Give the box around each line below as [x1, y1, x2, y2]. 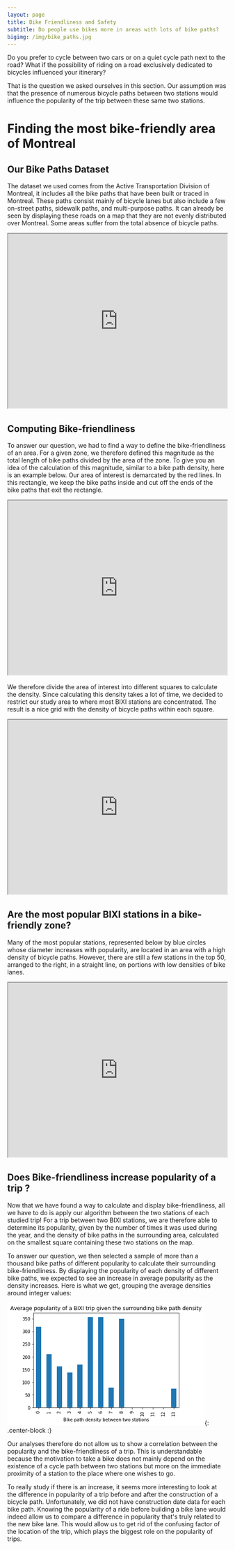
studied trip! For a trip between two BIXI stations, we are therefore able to [7, 1216, 218, 1224]
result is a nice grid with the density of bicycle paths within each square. [7, 705, 215, 714]
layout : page [7, 11, 45, 18]
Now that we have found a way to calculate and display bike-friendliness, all [7, 1201, 225, 1210]
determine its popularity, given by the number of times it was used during [7, 1223, 218, 1231]
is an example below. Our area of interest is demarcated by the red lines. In [7, 471, 222, 479]
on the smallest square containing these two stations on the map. [7, 1238, 195, 1247]
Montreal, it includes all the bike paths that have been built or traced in [7, 189, 209, 198]
